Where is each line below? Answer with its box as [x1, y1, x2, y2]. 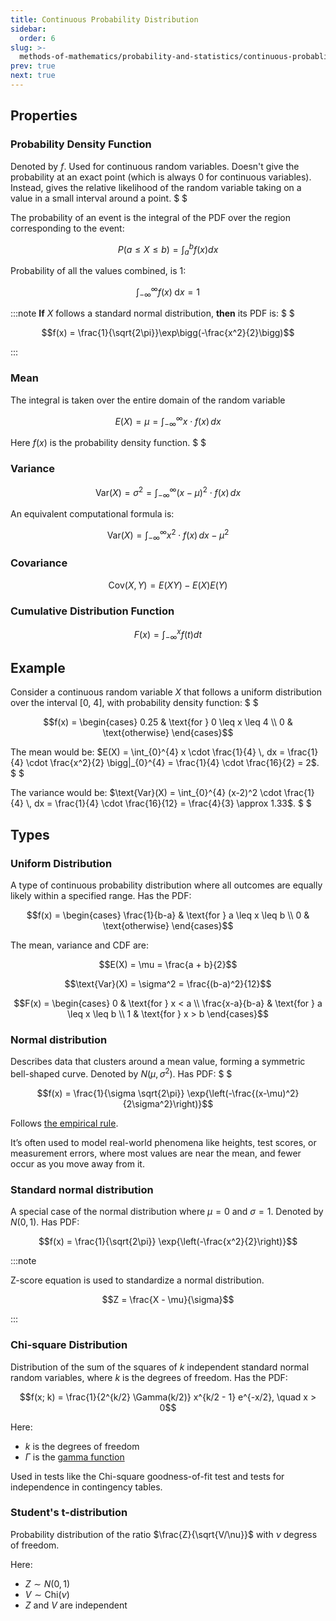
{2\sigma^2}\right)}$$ [122, 1097, 214, 1110]
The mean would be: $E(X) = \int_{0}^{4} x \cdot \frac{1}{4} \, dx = [10, 746, 286, 758]
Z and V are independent [24, 1599, 128, 1611]
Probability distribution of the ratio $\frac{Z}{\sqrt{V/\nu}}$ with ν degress [10, 1528, 318, 1540]
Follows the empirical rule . [10, 1117, 119, 1129]
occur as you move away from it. [10, 1157, 145, 1170]
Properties [10, 107, 78, 125]
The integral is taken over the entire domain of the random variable [10, 394, 286, 406]
